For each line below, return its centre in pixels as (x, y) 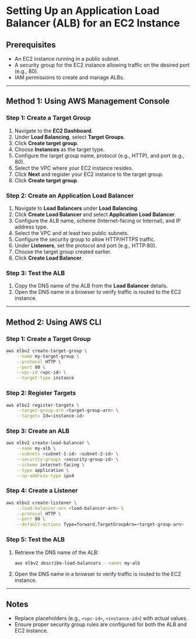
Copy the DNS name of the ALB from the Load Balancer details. (91, 286)
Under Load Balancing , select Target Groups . (70, 137)
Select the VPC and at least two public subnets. (72, 233)
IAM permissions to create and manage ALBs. (69, 77)
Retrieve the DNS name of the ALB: (57, 552)
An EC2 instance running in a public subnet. (67, 59)
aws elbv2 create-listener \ (41, 503)
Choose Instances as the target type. (60, 149)
